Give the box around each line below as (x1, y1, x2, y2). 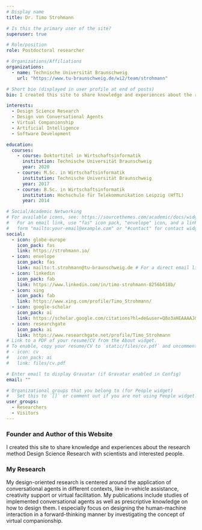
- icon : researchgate (11, 321, 66, 327)
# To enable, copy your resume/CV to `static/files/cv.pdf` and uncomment (6, 343, 198, 350)
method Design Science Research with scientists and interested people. (6, 450, 185, 458)
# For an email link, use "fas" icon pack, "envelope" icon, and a (6, 220, 185, 226)
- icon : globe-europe (11, 237, 66, 243)
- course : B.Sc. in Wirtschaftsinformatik (17, 187, 125, 193)
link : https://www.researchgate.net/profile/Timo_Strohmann (17, 332, 171, 338)
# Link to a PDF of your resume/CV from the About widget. (6, 337, 158, 344)
